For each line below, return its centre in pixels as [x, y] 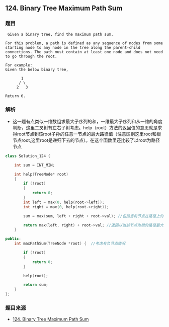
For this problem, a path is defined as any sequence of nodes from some [84, 43]
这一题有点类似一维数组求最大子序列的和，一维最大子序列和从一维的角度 [87, 121]
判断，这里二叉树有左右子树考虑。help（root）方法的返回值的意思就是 [85, 127]
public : [13, 239]
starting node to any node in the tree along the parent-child [73, 47]
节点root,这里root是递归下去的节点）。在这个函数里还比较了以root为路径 [86, 140]
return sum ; [36, 285]
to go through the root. [31, 56]
